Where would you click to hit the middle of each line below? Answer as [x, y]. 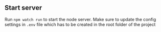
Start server [23, 8]
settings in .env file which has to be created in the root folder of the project [80, 24]
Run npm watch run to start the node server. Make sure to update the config [80, 19]
